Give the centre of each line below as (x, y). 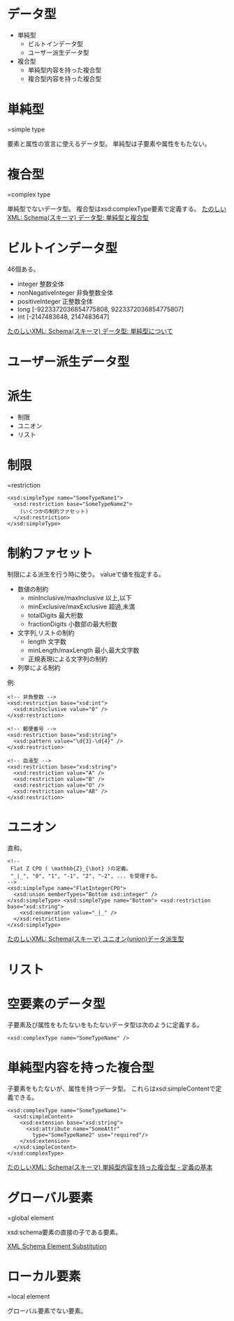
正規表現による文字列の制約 (68, 659)
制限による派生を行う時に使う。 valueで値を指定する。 (86, 574)
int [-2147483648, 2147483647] (63, 316)
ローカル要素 (44, 1276)
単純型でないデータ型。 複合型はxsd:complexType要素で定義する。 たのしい (117, 209)
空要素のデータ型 (57, 1004)
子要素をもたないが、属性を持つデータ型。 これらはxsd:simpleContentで (111, 1088)
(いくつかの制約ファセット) (54, 511)
